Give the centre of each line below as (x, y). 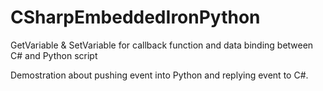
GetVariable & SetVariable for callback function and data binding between (162, 45)
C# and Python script (54, 55)
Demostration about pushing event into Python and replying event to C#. (159, 75)
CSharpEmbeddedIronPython (135, 17)
